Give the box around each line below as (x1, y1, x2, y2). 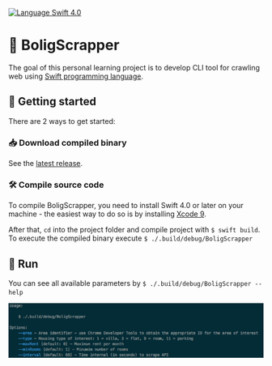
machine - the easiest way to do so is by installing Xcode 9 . (8, 209, 206, 219)
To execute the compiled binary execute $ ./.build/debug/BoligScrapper (8, 233, 253, 243)
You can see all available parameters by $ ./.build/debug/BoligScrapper (8, 279, 252, 288)
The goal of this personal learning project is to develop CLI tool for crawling (8, 62, 261, 72)
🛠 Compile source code (8, 179, 104, 190)
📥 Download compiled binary (8, 137, 127, 148)
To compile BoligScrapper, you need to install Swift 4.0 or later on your (8, 201, 244, 211)
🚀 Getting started (8, 95, 97, 109)
